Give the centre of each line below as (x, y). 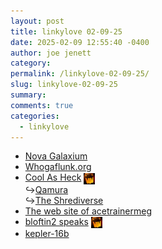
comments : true (42, 105)
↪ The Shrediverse (64, 200)
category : (31, 63)
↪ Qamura (46, 189)
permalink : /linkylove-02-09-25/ (80, 74)
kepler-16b (47, 233)
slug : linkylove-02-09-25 (64, 85)
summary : (28, 95)
